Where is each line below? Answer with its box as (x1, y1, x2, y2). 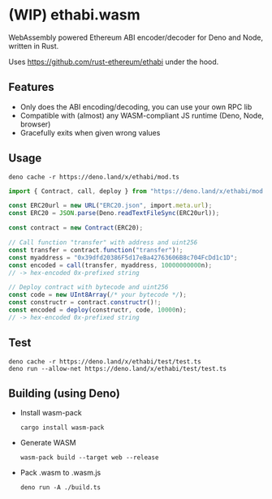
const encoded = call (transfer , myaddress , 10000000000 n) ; (8, 261, 213, 269)
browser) (19, 119, 51, 129)
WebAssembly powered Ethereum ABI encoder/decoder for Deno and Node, (8, 32, 264, 42)
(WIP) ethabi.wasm (8, 6, 140, 24)
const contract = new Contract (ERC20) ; (8, 224, 144, 232)
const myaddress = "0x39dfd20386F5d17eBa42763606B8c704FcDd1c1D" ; (8, 253, 238, 261)
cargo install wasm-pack (19, 424, 105, 432)
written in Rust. (8, 41, 59, 50)
